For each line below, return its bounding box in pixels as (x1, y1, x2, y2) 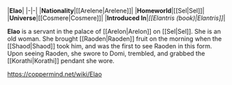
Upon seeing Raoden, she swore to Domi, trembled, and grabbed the (7, 49, 205, 57)
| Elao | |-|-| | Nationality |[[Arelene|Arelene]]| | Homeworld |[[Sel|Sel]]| (7, 7, 205, 15)
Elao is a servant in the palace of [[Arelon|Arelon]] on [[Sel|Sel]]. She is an (7, 28, 222, 35)
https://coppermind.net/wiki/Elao (7, 70, 103, 78)
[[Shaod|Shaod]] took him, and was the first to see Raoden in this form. (7, 42, 212, 50)
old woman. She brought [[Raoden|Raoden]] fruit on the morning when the (7, 35, 222, 43)
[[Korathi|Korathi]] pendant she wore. (7, 57, 115, 65)
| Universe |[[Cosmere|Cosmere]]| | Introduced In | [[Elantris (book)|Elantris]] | (7, 14, 226, 22)
